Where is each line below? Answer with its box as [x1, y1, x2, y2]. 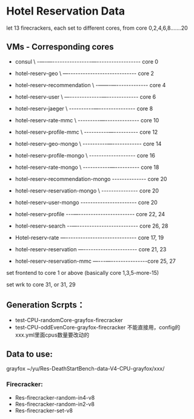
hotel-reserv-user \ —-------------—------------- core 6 [15, 93, 156, 101]
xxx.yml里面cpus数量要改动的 [15, 331, 90, 338]
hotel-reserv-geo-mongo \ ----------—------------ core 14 [15, 140, 162, 147]
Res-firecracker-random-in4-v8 [15, 394, 95, 401]
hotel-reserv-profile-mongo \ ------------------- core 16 [15, 151, 156, 159]
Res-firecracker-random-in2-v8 [15, 400, 95, 407]
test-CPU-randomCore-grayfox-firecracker [15, 316, 123, 323]
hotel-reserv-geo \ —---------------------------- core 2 [15, 70, 155, 77]
